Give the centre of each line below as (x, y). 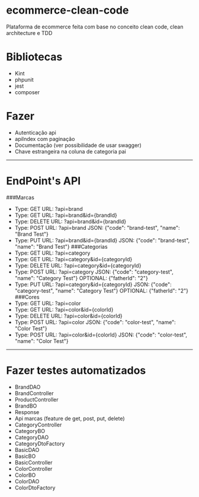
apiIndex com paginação (45, 139)
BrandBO (26, 406)
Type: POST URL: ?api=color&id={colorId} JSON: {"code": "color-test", (101, 335)
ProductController (36, 399)
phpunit (24, 79)
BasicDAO (27, 450)
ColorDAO (27, 481)
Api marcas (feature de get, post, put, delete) (70, 418)
